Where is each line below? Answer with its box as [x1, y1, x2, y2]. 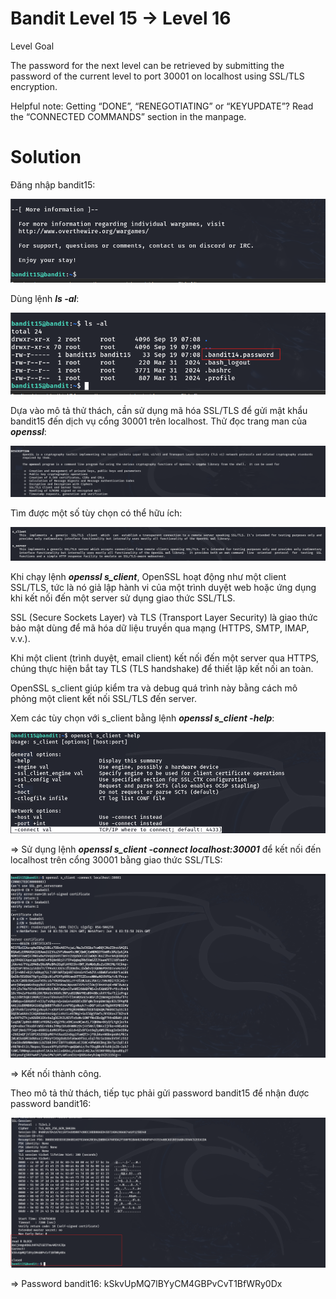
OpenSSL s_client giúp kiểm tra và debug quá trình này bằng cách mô [10, 682, 298, 694]
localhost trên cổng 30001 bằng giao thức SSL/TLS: [10, 854, 223, 866]
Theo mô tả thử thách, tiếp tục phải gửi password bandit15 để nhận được [10, 1087, 310, 1099]
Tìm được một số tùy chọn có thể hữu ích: [10, 507, 183, 519]
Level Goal [10, 40, 55, 52]
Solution [10, 146, 82, 169]
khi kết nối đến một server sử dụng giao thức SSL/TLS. [10, 592, 236, 604]
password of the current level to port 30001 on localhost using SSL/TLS [10, 70, 305, 82]
